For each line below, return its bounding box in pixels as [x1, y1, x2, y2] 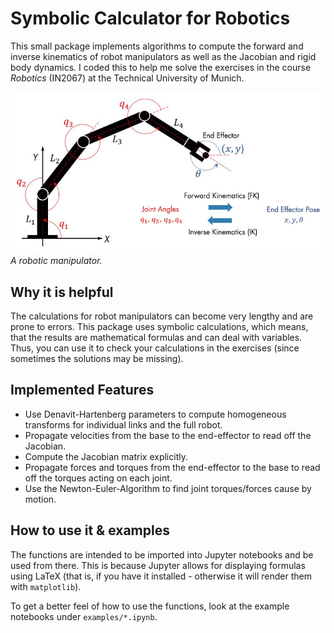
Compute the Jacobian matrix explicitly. [24, 450, 188, 462]
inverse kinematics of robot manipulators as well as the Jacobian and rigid [10, 50, 317, 62]
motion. [24, 493, 57, 505]
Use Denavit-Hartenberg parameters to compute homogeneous [24, 408, 287, 420]
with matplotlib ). [10, 580, 82, 592]
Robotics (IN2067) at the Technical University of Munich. [10, 72, 245, 84]
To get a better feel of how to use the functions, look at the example [10, 600, 290, 612]
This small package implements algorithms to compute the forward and [10, 40, 304, 52]
